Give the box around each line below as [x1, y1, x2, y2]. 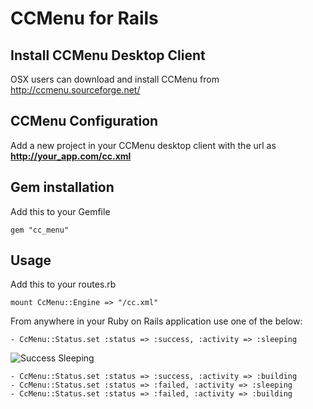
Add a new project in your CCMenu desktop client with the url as [10, 139, 277, 151]
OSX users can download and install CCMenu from [10, 73, 220, 85]
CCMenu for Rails [10, 7, 159, 30]
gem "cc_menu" [10, 225, 70, 235]
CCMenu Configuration [10, 113, 159, 130]
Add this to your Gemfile [10, 205, 111, 217]
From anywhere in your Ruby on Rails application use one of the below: [10, 315, 303, 327]
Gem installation [10, 179, 115, 196]
